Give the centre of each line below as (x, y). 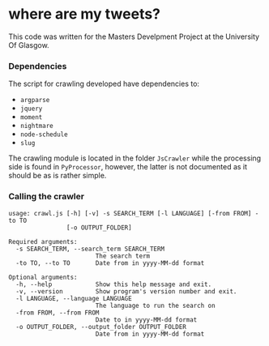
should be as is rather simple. (58, 176)
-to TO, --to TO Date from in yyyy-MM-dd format (110, 263)
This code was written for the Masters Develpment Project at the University (134, 36)
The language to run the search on (156, 305)
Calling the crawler (47, 197)
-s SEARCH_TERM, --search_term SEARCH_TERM (90, 249)
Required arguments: (43, 241)
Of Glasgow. (29, 45)
